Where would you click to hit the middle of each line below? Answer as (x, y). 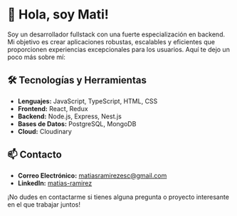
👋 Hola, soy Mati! (58, 15)
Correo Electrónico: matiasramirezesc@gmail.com (92, 175)
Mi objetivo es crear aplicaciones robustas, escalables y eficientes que (111, 41)
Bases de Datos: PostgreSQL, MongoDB (77, 123)
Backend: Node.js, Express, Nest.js (70, 116)
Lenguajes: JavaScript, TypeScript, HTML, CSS (88, 101)
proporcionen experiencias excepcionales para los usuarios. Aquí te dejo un (118, 49)
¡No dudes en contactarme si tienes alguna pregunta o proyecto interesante (118, 197)
